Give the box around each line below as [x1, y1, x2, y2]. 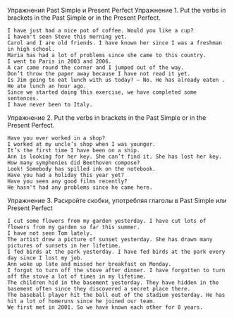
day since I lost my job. [7, 255, 83, 262]
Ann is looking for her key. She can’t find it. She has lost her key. [7, 153, 222, 160]
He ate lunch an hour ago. [7, 82, 87, 90]
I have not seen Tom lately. [7, 230, 93, 237]
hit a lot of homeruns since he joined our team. [7, 298, 156, 305]
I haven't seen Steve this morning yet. [7, 33, 128, 40]
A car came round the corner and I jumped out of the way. [7, 64, 185, 71]
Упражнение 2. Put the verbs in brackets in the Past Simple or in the [7, 114, 207, 122]
